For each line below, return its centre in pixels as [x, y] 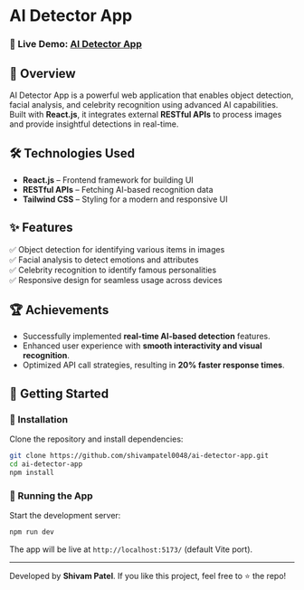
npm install [32, 472]
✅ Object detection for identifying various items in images [117, 249]
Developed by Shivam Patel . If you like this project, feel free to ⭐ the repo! [148, 576]
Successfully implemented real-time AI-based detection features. [147, 337]
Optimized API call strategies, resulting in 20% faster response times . [153, 365]
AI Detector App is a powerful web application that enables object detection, [152, 95]
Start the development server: [65, 515]
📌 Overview [43, 73]
